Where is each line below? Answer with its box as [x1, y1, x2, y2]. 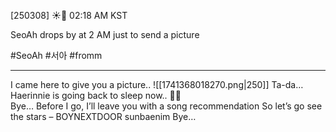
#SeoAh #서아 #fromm [10, 50, 103, 61]
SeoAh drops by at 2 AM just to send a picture [10, 29, 200, 40]
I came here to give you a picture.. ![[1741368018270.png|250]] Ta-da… [10, 79, 304, 90]
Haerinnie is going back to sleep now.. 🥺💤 [10, 90, 182, 101]
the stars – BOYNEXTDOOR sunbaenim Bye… [10, 111, 197, 122]
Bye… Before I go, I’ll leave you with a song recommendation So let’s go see [10, 100, 323, 112]
